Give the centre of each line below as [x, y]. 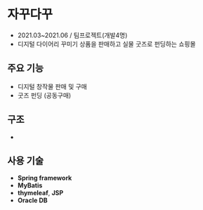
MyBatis [30, 185]
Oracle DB [32, 200]
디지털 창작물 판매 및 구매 [52, 86]
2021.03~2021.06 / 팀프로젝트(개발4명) [72, 35]
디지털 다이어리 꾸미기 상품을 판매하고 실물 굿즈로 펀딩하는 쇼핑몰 [106, 44]
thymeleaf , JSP [40, 193]
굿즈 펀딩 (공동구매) [44, 95]
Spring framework [45, 178]
